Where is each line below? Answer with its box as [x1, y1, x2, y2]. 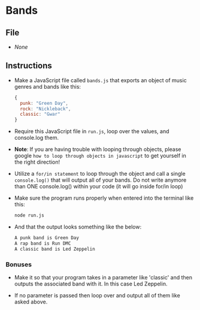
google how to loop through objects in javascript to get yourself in [14, 152, 187, 159]
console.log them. [14, 134, 59, 142]
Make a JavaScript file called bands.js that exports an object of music [14, 76, 187, 84]
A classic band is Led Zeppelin [14, 246, 95, 252]
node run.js [14, 212, 44, 219]
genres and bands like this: [14, 83, 81, 90]
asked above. [14, 298, 48, 305]
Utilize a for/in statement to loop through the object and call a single [14, 170, 186, 177]
